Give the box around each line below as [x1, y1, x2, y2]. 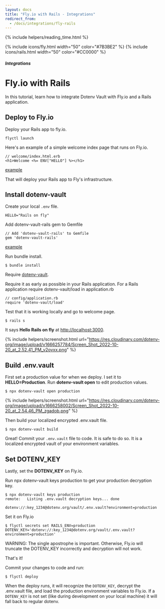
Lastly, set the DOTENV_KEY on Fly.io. [5, 468, 83, 474]
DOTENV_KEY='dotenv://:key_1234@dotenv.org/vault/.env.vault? [5, 527, 135, 533]
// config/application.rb [5, 296, 58, 301]
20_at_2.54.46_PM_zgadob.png [5, 408, 69, 414]
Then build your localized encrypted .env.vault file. [5, 417, 108, 423]
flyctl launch [5, 136, 34, 140]
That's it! [5, 555, 23, 561]
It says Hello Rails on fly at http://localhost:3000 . [5, 327, 105, 333]
